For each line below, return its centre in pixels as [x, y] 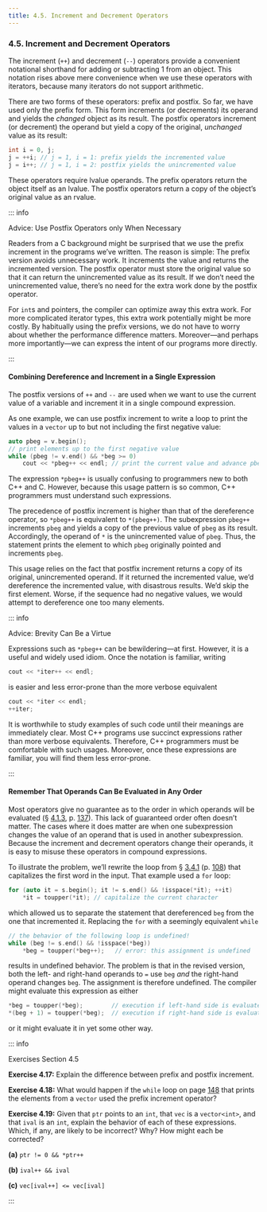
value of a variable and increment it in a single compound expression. [122, 403]
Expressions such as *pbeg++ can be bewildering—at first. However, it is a [128, 649]
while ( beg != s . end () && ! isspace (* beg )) [79, 943]
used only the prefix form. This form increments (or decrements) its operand [133, 110]
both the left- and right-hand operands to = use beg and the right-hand [123, 974]
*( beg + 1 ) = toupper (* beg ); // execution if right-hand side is [120, 1013]
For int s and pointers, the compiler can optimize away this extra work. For [130, 309]
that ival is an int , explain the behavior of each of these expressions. [122, 1122]
